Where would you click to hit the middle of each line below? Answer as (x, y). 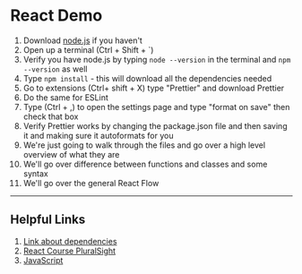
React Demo (56, 16)
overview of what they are (71, 154)
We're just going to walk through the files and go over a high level (144, 145)
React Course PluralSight (69, 251)
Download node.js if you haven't (82, 40)
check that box (51, 116)
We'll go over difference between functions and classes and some (145, 164)
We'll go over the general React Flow (91, 183)
